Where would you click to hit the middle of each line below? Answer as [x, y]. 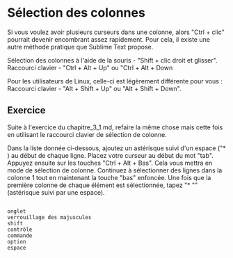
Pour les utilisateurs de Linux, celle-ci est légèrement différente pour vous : [115, 81]
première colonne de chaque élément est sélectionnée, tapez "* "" [103, 185]
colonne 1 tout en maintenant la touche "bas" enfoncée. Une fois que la [109, 177]
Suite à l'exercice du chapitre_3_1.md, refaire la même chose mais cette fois [115, 127]
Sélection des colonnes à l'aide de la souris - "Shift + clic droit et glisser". [112, 60]
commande [20, 235]
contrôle [20, 229]
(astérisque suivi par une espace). [56, 192]
